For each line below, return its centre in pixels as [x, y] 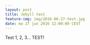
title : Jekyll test [25, 14]
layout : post [19, 10]
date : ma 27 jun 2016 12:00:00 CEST [43, 23]
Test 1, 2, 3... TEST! [25, 38]
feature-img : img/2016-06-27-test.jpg [45, 19]
